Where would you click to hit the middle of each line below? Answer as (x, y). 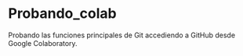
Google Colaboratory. (43, 43)
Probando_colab (62, 14)
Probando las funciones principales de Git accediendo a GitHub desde (122, 35)
